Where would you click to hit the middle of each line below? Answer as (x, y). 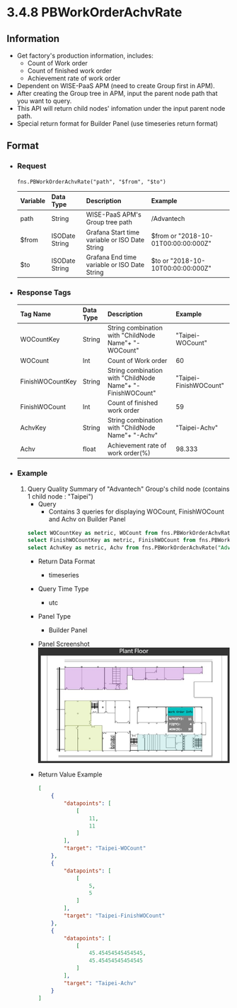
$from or (164, 236)
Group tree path (109, 222)
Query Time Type (63, 589)
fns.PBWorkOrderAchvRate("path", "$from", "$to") (92, 182)
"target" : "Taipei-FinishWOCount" (114, 916)
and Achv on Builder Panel (87, 519)
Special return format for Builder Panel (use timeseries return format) (117, 124)
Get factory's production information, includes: (85, 55)
